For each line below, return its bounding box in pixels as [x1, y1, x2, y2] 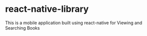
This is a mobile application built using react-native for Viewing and [5, 20, 143, 26]
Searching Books [5, 25, 40, 31]
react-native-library [5, 3, 89, 15]
